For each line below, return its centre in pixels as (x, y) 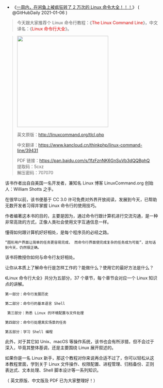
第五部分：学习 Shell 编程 (29, 332)
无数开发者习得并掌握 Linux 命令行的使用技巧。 (52, 205)
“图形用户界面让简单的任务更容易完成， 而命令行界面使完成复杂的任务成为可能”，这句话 (81, 242)
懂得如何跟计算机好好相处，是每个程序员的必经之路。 (58, 232)
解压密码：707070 (35, 173)
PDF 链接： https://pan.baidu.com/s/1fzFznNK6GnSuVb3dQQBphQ (83, 160)
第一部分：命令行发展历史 (27, 294)
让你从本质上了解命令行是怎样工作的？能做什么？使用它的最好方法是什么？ (79, 268)
